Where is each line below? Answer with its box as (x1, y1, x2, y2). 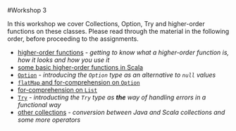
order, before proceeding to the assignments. (7, 35, 139, 43)
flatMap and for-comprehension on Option (17, 78, 140, 87)
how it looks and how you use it (17, 56, 110, 64)
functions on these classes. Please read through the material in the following (7, 27, 230, 35)
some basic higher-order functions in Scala (17, 63, 143, 71)
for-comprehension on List (17, 86, 97, 94)
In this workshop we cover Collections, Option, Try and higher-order (7, 20, 206, 27)
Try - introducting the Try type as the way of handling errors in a (17, 93, 206, 101)
